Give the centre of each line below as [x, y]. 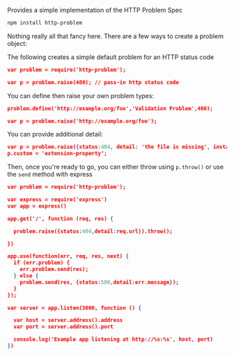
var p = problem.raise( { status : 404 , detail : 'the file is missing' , [109, 147]
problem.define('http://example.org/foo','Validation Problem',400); [110, 108]
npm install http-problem [45, 23]
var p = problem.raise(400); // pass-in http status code [93, 82]
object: [17, 43]
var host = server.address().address [68, 320]
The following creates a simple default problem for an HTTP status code [111, 57]
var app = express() [37, 206]
